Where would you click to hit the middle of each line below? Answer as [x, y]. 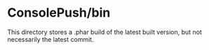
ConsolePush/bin [59, 13]
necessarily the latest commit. [50, 39]
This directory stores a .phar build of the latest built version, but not [104, 32]
